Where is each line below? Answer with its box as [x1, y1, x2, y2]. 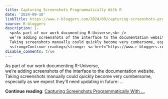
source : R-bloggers [5, 21, 46, 26]
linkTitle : [5, 16, 28, 21]
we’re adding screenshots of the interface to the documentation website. [5, 68, 155, 74]
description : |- [5, 26, 39, 31]
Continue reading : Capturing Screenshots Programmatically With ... [5, 88, 145, 94]
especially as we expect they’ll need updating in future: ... [5, 78, 124, 85]
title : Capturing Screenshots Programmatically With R [5, 7, 122, 12]
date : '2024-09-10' [5, 12, 46, 17]
